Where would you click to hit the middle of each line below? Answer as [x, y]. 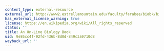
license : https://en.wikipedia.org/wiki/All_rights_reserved [69, 23]
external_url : [20, 14]
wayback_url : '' [21, 41]
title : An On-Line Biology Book [38, 32]
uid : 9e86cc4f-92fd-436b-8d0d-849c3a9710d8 [50, 37]
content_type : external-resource [39, 9]
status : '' [16, 28]
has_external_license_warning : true [42, 18]
